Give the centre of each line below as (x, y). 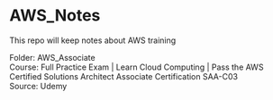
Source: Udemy (38, 86)
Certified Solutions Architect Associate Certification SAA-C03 (124, 76)
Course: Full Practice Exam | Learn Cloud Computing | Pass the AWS (136, 67)
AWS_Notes (55, 16)
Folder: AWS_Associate (53, 57)
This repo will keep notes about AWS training (93, 40)
